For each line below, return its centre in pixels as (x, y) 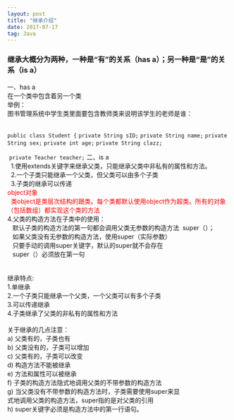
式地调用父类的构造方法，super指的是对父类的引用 (80, 400)
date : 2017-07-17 (33, 27)
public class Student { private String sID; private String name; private (117, 136)
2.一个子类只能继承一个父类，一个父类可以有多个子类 (84, 295)
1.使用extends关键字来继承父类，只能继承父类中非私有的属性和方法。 (111, 166)
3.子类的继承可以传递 (41, 184)
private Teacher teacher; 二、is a (59, 157)
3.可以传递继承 (29, 304)
